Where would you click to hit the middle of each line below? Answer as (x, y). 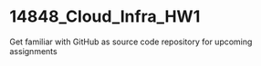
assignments (33, 51)
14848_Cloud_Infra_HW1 (105, 17)
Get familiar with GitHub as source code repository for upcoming (131, 42)
